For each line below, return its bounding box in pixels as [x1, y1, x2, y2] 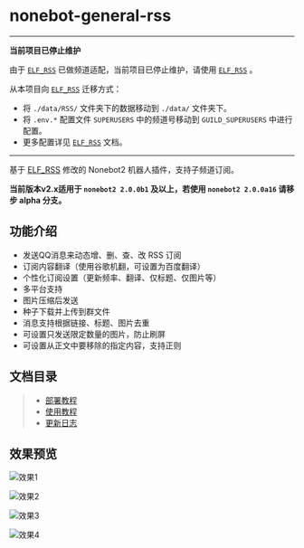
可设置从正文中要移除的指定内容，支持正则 [22, 340, 182, 351]
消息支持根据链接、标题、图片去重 [22, 317, 150, 328]
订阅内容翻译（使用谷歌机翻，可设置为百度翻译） [22, 260, 205, 271]
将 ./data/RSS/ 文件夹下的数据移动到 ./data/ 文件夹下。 [22, 102, 233, 113]
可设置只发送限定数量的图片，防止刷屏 [22, 328, 166, 339]
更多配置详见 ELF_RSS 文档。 [22, 137, 128, 147]
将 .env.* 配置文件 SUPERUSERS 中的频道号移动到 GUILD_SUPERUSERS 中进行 [22, 114, 293, 125]
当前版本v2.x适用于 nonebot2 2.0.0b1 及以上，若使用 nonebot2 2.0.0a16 [9, 183, 278, 194]
